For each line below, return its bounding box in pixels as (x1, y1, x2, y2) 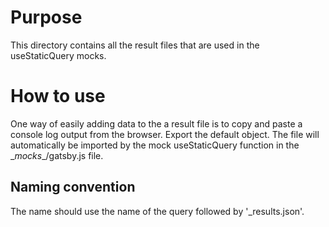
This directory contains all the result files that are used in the (10, 39, 260, 51)
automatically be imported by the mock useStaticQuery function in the (10, 139, 300, 151)
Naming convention (10, 179, 136, 196)
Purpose (10, 6, 83, 29)
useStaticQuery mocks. (10, 49, 107, 61)
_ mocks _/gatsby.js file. (10, 149, 104, 161)
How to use (10, 85, 106, 108)
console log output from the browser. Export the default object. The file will (10, 128, 320, 140)
